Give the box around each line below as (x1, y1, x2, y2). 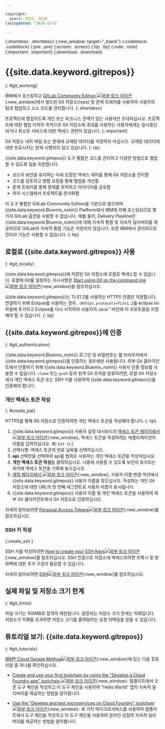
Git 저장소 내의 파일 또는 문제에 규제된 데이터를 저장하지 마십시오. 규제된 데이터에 (5, 139, 160, 145)
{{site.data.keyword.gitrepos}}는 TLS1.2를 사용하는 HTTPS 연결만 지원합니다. (5, 294, 157, 300)
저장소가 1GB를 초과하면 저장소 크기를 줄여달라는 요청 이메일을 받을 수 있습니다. (5, 616, 157, 622)
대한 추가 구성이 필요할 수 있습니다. (18, 561, 85, 567)
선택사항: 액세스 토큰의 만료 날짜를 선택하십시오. (12, 447, 105, 453)
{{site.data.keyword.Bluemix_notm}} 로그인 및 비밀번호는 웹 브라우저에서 (5, 351, 148, 358)
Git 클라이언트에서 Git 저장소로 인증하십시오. (17, 497, 103, 502)
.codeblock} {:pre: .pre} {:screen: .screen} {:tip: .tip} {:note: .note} (5, 44, 138, 50)
